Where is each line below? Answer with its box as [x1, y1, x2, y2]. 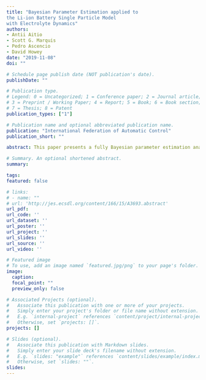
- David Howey [6, 49, 43, 55]
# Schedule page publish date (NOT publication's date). [6, 71, 155, 77]
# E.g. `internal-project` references [6, 314, 112, 320]
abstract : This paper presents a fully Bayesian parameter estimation [6, 145, 191, 151]
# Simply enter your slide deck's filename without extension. [6, 348, 177, 354]
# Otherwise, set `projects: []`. [6, 319, 100, 325]
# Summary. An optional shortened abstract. [6, 156, 122, 162]
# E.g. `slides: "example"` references [6, 353, 114, 359]
